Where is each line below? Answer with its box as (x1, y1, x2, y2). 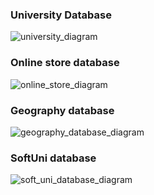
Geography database (10, 103, 115, 117)
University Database (10, 8, 112, 22)
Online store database (10, 56, 120, 70)
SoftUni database (10, 151, 97, 165)
